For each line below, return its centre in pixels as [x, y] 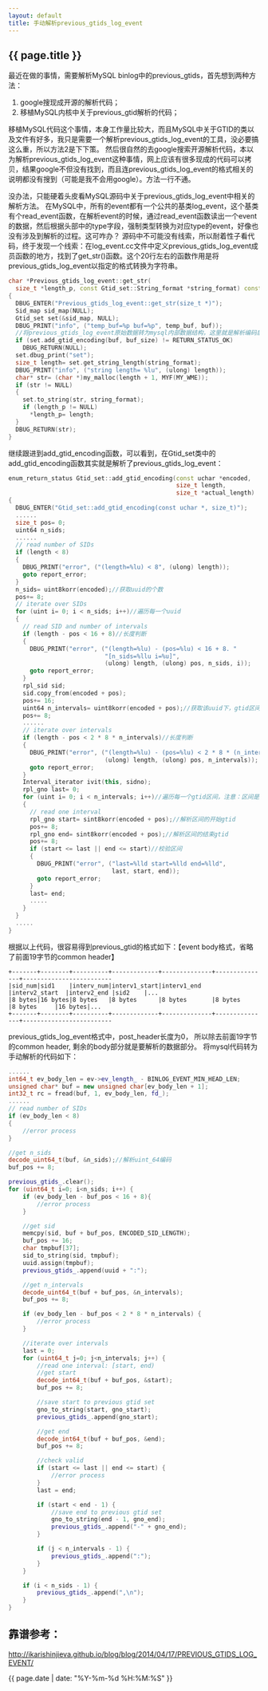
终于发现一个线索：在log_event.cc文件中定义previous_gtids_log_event [137, 246]
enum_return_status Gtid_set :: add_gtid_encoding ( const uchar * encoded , [130, 478]
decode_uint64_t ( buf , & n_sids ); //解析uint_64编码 [90, 1160]
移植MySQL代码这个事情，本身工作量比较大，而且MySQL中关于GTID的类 [128, 129]
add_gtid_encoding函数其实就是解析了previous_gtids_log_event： [116, 463]
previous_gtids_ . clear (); [51, 1182]
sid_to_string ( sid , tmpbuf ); [71, 1256]
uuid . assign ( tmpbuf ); [58, 1263]
